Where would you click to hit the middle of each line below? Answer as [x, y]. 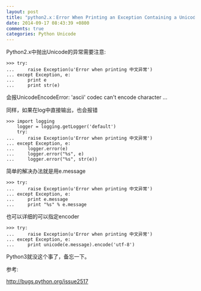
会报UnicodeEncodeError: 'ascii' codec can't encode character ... [87, 97]
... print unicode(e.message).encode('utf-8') [71, 245]
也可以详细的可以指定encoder [43, 217]
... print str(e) [33, 85]
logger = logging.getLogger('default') [67, 127]
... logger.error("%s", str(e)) [52, 160]
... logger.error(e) [37, 149]
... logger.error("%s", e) [45, 154]
